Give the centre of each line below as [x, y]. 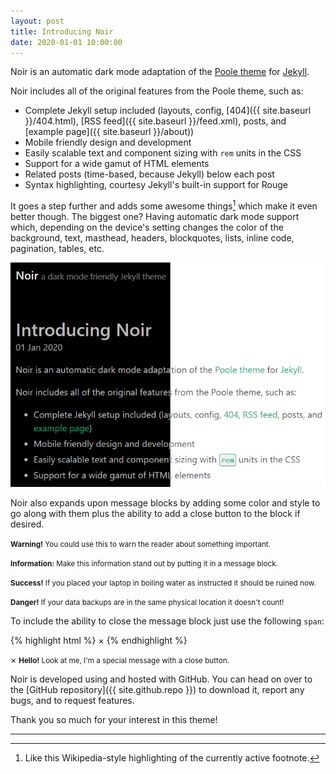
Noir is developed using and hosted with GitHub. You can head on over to [161, 679]
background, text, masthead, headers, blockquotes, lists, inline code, [152, 238]
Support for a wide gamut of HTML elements [117, 164]
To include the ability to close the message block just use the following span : [167, 621]
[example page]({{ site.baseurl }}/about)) [109, 132]
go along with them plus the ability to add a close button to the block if [155, 513]
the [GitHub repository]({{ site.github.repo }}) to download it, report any [157, 689]
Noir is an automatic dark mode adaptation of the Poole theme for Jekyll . [160, 72]
